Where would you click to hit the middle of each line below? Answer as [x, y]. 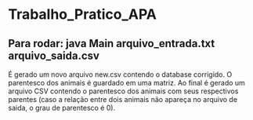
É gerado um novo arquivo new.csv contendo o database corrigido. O [120, 75]
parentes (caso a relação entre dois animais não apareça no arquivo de [123, 99]
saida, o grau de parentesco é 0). [62, 108]
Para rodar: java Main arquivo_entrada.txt [112, 44]
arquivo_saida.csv [54, 55]
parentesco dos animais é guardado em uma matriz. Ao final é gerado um [127, 83]
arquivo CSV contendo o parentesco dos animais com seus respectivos [123, 91]
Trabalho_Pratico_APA [82, 15]
